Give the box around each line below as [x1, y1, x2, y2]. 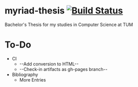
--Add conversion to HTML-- [19, 60, 79, 67]
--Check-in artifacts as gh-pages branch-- [19, 66, 108, 72]
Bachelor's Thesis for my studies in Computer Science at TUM [4, 21, 133, 27]
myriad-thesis [4, 5, 65, 16]
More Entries [19, 76, 46, 82]
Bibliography [11, 71, 38, 77]
